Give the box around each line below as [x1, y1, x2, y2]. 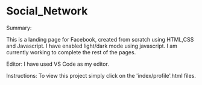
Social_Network [6, 4, 88, 18]
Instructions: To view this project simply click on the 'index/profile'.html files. [6, 72, 196, 79]
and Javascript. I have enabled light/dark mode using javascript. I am [6, 42, 178, 49]
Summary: [6, 24, 32, 31]
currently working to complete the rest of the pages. [6, 48, 136, 55]
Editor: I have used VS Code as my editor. [6, 60, 110, 68]
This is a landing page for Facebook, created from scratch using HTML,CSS [6, 36, 194, 43]
